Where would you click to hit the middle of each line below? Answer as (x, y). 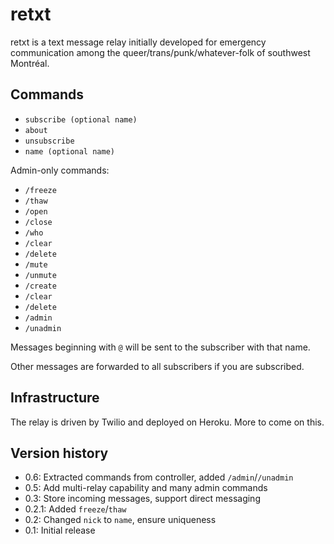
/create (40, 286)
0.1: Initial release (60, 530)
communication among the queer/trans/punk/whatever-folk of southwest (160, 52)
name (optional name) (69, 151)
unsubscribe (49, 141)
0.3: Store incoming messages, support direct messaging (142, 499)
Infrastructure (55, 398)
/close (38, 222)
